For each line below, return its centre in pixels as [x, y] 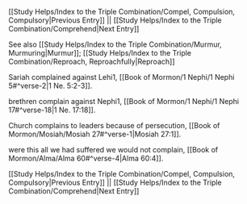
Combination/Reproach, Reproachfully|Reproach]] [92, 61]
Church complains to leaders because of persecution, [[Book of [114, 125]
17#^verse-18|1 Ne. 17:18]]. [52, 110]
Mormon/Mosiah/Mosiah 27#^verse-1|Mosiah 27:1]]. [95, 134]
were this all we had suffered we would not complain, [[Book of [113, 150]
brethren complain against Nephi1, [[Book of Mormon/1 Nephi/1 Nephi [124, 101]
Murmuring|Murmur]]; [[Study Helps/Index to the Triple [100, 53]
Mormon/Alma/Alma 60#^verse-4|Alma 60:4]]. [86, 158]
